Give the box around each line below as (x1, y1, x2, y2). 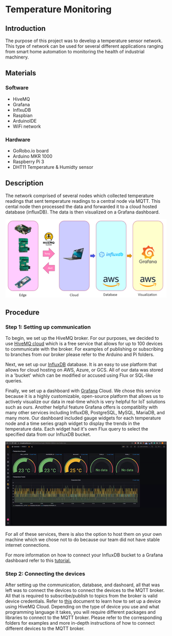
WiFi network (12, 123, 41, 129)
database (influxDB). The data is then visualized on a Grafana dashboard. (5, 209, 160, 215)
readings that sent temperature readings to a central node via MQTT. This (5, 198, 161, 204)
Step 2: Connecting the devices (5, 570, 85, 577)
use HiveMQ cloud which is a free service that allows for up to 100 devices (5, 340, 163, 347)
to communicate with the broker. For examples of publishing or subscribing (5, 346, 164, 352)
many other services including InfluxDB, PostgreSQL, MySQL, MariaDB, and (5, 410, 165, 416)
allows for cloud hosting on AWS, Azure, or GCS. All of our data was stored (5, 367, 163, 373)
